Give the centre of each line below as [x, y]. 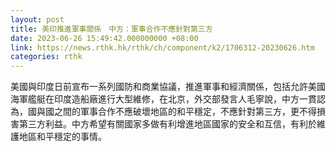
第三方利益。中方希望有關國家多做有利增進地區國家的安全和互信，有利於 [167, 124]
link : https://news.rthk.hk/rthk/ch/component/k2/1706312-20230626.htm [162, 47]
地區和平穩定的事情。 [62, 137]
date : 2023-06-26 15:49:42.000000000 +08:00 [104, 38]
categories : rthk [46, 57]
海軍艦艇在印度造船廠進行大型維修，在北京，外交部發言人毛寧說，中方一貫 [163, 99]
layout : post [37, 19]
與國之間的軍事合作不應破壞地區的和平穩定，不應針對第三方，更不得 [176, 112]
